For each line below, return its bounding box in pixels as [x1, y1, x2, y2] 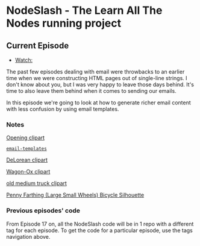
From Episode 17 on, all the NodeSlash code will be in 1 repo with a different [6, 220, 194, 227]
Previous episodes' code [6, 206, 80, 215]
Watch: [14, 57, 33, 63]
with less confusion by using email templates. [6, 106, 119, 112]
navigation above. [6, 233, 51, 240]
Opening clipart [6, 134, 45, 142]
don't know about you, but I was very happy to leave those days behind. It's [6, 81, 195, 88]
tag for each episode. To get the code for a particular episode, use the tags [6, 227, 193, 234]
